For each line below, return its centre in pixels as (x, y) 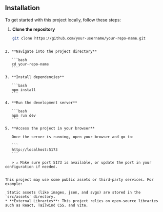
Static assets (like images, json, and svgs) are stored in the (74, 192)
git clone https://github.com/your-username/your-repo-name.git (79, 38)
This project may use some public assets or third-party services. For (79, 180)
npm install (24, 90)
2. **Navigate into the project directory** (51, 51)
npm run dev (24, 115)
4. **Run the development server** (41, 103)
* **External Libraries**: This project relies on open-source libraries (82, 201)
